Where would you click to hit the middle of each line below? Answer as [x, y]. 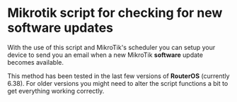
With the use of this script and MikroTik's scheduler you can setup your [111, 47]
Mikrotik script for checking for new [115, 13]
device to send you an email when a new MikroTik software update [105, 55]
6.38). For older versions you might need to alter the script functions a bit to [118, 83]
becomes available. [35, 62]
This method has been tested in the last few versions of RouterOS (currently [118, 76]
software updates [60, 28]
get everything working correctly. [56, 91]
